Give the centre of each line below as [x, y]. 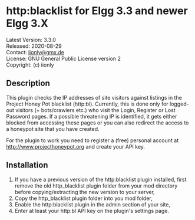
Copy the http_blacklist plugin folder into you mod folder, [83, 198]
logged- [180, 104]
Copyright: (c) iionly [30, 65]
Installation [27, 165]
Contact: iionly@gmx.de [35, 52]
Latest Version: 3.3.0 [31, 40]
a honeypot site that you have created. [53, 129]
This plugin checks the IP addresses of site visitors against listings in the [94, 97]
